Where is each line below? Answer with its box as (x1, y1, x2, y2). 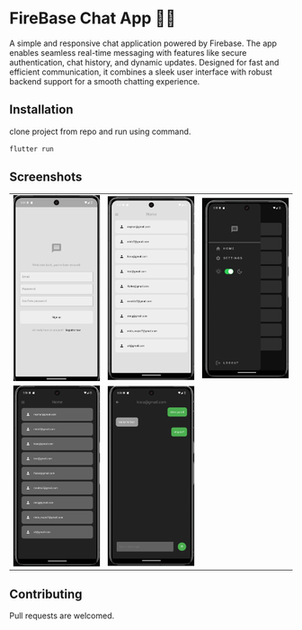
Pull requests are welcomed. (9, 610, 115, 621)
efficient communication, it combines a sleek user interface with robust (9, 67, 272, 77)
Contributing (9, 586, 83, 601)
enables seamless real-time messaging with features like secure (9, 47, 247, 58)
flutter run (9, 144, 54, 154)
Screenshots (9, 170, 83, 185)
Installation (9, 102, 74, 118)
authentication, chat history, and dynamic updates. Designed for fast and (9, 57, 280, 67)
